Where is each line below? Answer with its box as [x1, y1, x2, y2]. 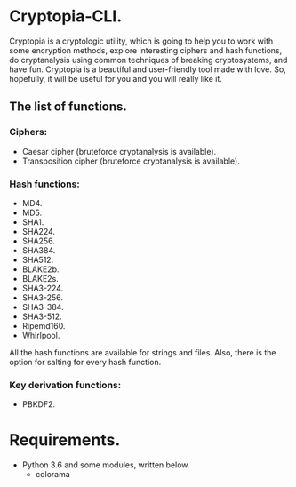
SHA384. [21, 244, 56, 255]
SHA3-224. [21, 283, 64, 293]
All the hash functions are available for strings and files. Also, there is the [9, 347, 276, 357]
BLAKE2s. [21, 273, 60, 283]
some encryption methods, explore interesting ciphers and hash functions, [9, 44, 283, 55]
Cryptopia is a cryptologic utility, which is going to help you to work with [9, 36, 274, 46]
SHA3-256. [21, 291, 64, 303]
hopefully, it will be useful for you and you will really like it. [9, 73, 222, 84]
